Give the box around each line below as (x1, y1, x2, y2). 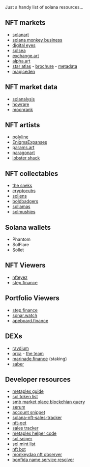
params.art (12, 145, 35, 151)
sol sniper (12, 436, 32, 442)
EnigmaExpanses (12, 139, 48, 145)
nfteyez (12, 274, 28, 280)
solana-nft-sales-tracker (12, 415, 62, 420)
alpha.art (12, 58, 30, 64)
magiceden (12, 68, 35, 74)
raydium (12, 345, 29, 351)
